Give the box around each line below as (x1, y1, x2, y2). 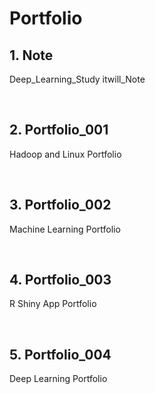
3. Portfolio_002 (9, 197, 112, 214)
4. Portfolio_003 (9, 272, 112, 289)
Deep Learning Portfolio (9, 373, 108, 385)
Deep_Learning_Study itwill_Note (9, 73, 146, 85)
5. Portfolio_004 (9, 346, 112, 363)
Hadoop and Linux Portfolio (9, 148, 122, 160)
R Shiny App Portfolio (9, 298, 97, 310)
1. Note (9, 47, 54, 64)
